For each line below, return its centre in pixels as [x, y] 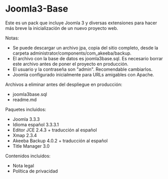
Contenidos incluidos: [28, 156]
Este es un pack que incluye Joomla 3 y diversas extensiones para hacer [81, 23]
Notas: [12, 38]
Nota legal [23, 165]
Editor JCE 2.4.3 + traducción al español [55, 130]
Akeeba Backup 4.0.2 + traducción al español [60, 141]
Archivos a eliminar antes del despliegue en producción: [64, 84]
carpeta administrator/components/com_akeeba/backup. [72, 53]
